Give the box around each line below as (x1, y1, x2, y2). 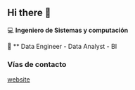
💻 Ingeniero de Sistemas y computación (7, 26, 129, 34)
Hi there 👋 (7, 7, 51, 19)
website (7, 75, 30, 84)
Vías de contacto (7, 59, 67, 69)
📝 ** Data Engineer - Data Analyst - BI (7, 42, 117, 50)
